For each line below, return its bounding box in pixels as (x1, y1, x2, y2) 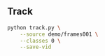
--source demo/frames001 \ (20, 31, 99, 38)
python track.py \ (7, 24, 61, 31)
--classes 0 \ (20, 37, 61, 44)
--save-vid (20, 43, 52, 51)
